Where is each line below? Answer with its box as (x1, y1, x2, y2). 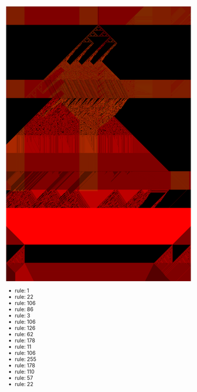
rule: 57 (14, 374, 33, 381)
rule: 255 (14, 356, 37, 363)
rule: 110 (14, 368, 35, 376)
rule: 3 (14, 312, 30, 319)
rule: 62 (14, 331, 34, 338)
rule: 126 (14, 325, 36, 332)
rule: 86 (14, 306, 34, 313)
